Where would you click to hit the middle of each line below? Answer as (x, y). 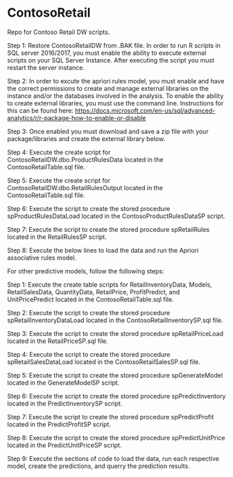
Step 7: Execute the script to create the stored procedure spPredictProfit (111, 417)
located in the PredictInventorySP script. (65, 403)
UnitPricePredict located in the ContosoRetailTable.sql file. (90, 299)
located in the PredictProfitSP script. (59, 424)
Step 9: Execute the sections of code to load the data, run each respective (113, 458)
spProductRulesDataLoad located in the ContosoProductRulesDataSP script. (116, 216)
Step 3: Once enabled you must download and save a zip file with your (108, 131)
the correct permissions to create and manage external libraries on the (108, 88)
